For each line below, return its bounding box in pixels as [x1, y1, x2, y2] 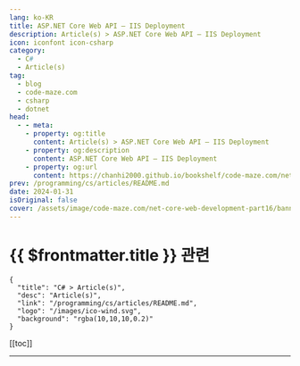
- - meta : [17, 121, 54, 130]
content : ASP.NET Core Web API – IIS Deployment [32, 154, 218, 163]
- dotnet [17, 104, 50, 113]
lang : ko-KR [9, 12, 54, 22]
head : [9, 112, 29, 121]
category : [9, 46, 46, 55]
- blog [17, 79, 42, 88]
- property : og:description [25, 146, 129, 154]
